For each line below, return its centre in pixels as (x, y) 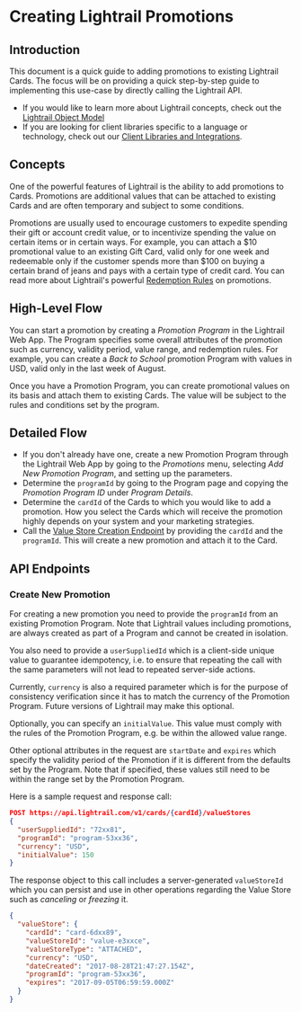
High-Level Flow (56, 309)
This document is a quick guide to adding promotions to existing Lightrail (144, 71)
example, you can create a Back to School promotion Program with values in (150, 359)
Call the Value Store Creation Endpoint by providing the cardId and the (152, 531)
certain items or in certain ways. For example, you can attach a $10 (133, 242)
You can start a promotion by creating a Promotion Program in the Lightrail (147, 330)
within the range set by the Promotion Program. (97, 779)
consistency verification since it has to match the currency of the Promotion (150, 697)
